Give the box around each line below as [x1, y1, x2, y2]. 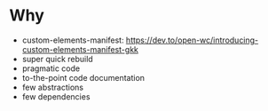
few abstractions [21, 82, 84, 92]
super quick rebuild [21, 53, 93, 64]
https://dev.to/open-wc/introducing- [125, 35, 259, 45]
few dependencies [21, 91, 91, 102]
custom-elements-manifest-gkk [21, 44, 139, 54]
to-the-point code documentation [21, 72, 145, 83]
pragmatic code [21, 63, 81, 74]
